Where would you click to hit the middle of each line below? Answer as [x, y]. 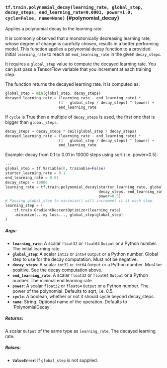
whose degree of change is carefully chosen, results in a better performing [82, 44]
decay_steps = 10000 [27, 182]
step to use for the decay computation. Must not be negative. [75, 259]
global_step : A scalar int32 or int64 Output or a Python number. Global [85, 254]
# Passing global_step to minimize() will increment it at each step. [80, 201]
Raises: [13, 348]
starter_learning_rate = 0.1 [35, 173]
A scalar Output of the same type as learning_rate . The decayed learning [80, 331]
